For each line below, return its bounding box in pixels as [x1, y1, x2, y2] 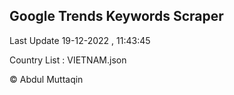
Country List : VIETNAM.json [9, 54, 127, 66]
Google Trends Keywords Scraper [9, 8, 224, 25]
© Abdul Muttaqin [9, 73, 84, 85]
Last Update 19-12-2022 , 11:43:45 [9, 34, 151, 46]
